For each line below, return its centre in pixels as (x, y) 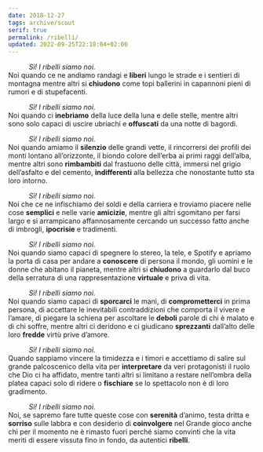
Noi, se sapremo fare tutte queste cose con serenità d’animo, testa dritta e (129, 415)
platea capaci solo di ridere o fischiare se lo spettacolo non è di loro (119, 383)
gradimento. (28, 392)
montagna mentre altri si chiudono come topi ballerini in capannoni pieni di (130, 84)
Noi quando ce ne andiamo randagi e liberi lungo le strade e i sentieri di (124, 75)
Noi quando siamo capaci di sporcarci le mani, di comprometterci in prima (130, 301)
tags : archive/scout (42, 23)
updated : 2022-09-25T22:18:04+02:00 (68, 45)
